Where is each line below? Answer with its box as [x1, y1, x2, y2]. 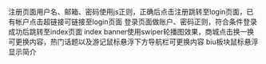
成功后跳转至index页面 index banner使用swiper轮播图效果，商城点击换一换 [8, 27, 255, 36]
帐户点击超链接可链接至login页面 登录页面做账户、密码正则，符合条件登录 [14, 17, 257, 26]
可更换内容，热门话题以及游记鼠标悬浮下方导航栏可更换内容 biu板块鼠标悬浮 [8, 37, 259, 46]
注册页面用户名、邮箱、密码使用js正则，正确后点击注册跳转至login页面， [8, 7, 247, 16]
